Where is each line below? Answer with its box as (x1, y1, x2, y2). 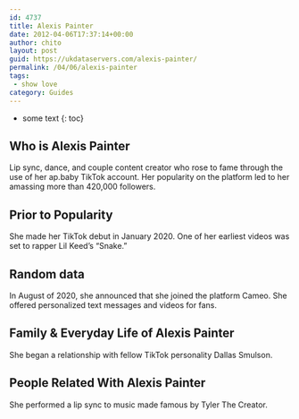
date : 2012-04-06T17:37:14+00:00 (9, 30, 134, 38)
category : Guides (9, 88, 74, 97)
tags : (9, 72, 29, 81)
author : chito (9, 38, 62, 47)
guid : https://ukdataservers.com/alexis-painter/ (9, 55, 198, 64)
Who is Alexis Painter (9, 138, 131, 153)
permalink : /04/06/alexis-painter (9, 64, 138, 73)
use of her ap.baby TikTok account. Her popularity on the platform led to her (9, 172, 290, 183)
